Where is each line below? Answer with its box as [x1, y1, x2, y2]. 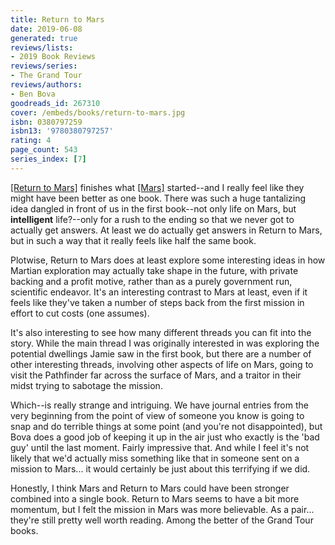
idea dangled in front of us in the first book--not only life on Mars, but [10, 202, 297, 215]
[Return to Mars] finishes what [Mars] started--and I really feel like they [10, 181, 305, 193]
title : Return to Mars [10, 14, 105, 25]
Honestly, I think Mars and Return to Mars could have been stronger [10, 482, 290, 494]
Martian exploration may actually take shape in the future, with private [10, 264, 299, 276]
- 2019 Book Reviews [10, 52, 97, 62]
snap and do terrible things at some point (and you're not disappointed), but [10, 420, 323, 432]
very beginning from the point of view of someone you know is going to [10, 409, 305, 421]
